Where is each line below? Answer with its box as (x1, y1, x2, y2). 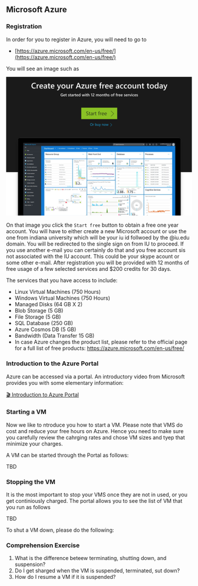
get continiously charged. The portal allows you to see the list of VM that (6, 497, 183, 505)
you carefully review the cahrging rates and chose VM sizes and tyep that (6, 434, 186, 441)
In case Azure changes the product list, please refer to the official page (14, 339, 187, 346)
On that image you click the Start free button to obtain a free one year (6, 221, 179, 229)
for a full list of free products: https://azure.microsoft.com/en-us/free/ (14, 345, 184, 352)
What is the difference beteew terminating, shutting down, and (14, 555, 167, 562)
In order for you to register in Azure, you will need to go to (6, 35, 147, 43)
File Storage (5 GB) (14, 313, 61, 320)
